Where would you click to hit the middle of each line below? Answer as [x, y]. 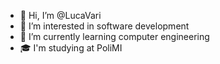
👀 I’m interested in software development [104, 26]
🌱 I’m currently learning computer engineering [114, 36]
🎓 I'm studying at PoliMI [71, 48]
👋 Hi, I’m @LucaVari [60, 15]
